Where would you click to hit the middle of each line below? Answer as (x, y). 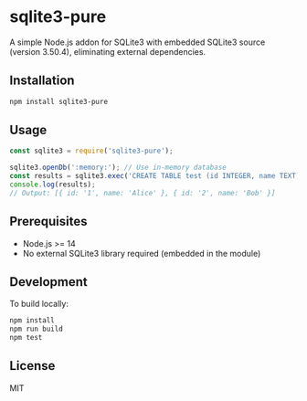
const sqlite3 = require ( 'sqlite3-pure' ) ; (91, 151)
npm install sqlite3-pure (58, 101)
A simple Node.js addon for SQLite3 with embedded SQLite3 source (138, 42)
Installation (42, 81)
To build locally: (39, 304)
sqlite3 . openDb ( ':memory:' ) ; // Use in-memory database (118, 168)
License (32, 366)
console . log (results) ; (53, 185)
